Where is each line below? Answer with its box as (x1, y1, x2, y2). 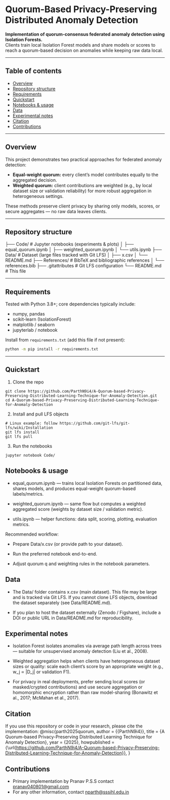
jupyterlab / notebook (12, 327, 58, 333)
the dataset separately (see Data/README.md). (12, 600, 112, 606)
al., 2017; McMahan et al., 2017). (12, 695, 80, 701)
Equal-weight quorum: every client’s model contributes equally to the (12, 171, 158, 178)
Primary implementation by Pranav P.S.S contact (12, 778, 114, 784)
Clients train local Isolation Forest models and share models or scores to (5, 42, 156, 48)
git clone (5, 389, 26, 394)
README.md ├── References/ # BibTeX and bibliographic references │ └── (5, 257, 164, 263)
